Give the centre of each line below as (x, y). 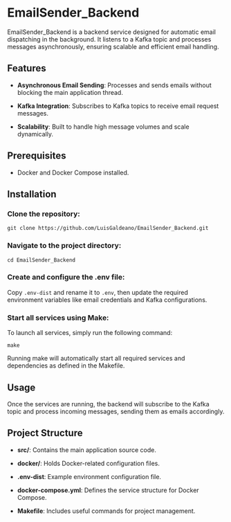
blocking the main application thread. (70, 92)
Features (27, 68)
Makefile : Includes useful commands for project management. (106, 511)
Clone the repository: (44, 214)
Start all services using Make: (58, 318)
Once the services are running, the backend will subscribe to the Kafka (108, 404)
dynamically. (35, 134)
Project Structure (45, 433)
